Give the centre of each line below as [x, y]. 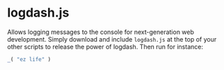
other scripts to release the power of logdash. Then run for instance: [105, 46]
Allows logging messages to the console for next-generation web [101, 32]
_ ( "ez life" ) [29, 59]
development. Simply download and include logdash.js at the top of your [112, 39]
